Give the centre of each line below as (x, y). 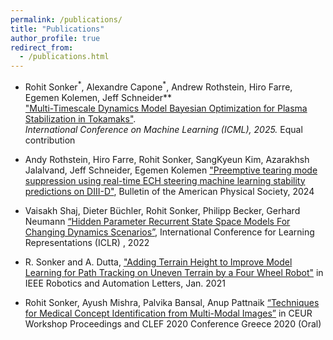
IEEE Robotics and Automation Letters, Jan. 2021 (125, 283)
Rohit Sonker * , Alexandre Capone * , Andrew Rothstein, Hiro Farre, (158, 86)
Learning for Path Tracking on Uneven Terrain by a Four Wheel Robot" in (174, 272)
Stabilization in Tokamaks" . (80, 118)
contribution (50, 140)
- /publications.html (64, 57)
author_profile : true (55, 38)
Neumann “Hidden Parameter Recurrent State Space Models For (157, 221)
